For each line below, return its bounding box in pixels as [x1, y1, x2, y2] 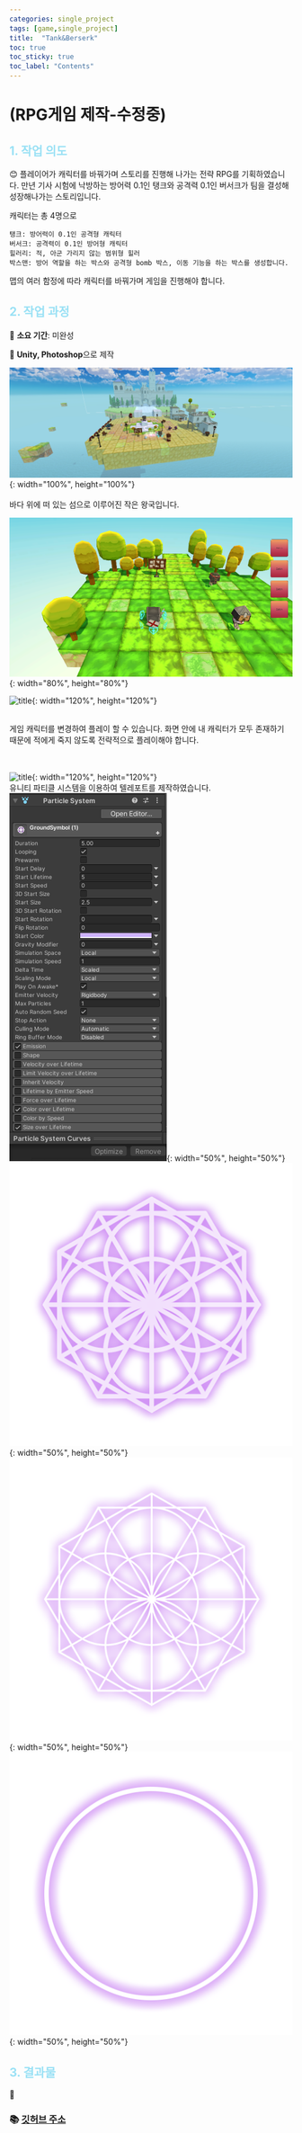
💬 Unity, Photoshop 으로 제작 [9, 349, 115, 360]
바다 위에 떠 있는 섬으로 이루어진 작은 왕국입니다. [9, 499, 180, 510]
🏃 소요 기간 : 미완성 [9, 329, 75, 341]
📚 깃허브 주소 [9, 2113, 67, 2126]
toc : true [9, 43, 47, 52]
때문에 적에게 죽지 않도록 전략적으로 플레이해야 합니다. [9, 735, 200, 745]
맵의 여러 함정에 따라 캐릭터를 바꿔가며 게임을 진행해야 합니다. [9, 275, 226, 286]
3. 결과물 [9, 2065, 57, 2080]
